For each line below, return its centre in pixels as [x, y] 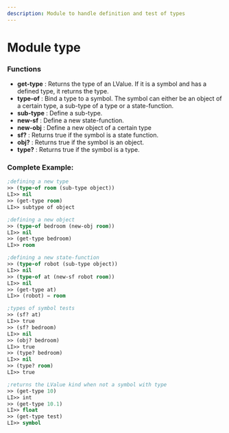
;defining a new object [41, 220]
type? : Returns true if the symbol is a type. [79, 150]
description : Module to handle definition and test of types [96, 13]
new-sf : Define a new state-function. [71, 120]
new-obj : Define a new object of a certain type [84, 128]
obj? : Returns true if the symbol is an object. [81, 142]
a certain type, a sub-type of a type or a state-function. [95, 106]
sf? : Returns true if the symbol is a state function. [88, 135]
